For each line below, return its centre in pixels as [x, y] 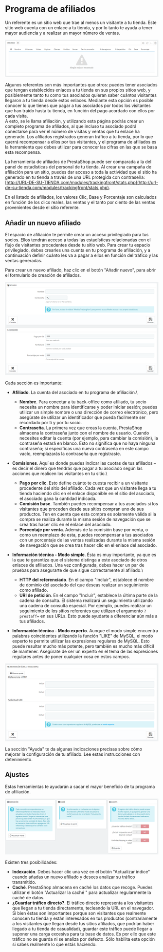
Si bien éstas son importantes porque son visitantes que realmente [79, 913]
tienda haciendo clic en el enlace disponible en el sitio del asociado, [87, 493]
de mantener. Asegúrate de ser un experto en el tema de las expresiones [85, 651]
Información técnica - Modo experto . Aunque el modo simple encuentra [85, 630]
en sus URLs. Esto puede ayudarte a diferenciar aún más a [99, 616]
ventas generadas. [24, 261]
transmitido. [24, 882]
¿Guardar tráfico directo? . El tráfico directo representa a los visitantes [83, 903]
